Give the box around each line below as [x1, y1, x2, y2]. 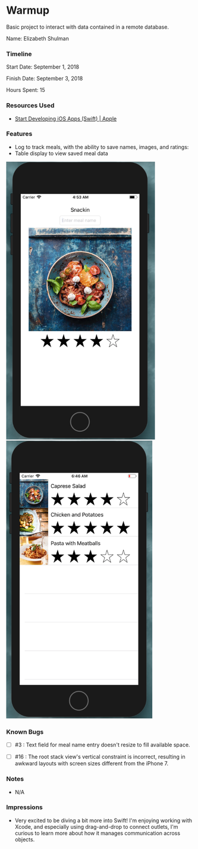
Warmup [6, 4, 49, 17]
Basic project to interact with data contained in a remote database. [6, 23, 169, 30]
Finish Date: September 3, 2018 [6, 75, 83, 82]
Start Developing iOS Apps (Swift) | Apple [14, 115, 117, 122]
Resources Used [6, 101, 55, 110]
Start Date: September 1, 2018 [6, 63, 79, 70]
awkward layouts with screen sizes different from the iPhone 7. [14, 760, 169, 767]
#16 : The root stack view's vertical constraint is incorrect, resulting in [14, 753, 186, 761]
